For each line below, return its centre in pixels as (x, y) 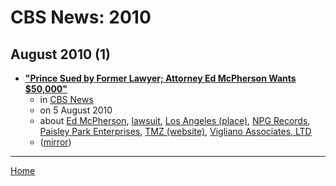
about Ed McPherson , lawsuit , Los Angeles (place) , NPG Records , (175, 120)
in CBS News (66, 99)
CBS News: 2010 (81, 17)
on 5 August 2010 (76, 110)
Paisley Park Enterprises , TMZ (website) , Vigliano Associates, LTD (175, 131)
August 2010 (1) (60, 54)
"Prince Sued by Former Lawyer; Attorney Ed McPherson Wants (160, 78)
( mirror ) (55, 142)
